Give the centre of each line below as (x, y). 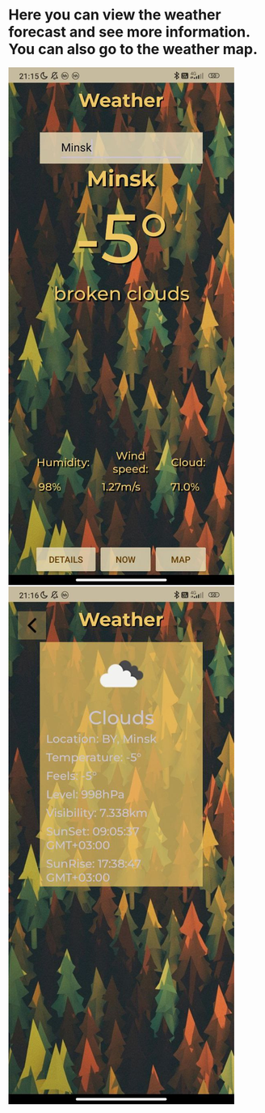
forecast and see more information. (129, 32)
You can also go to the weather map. (133, 49)
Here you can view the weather (115, 15)
